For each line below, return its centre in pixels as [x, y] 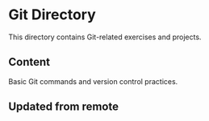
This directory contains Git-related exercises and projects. [105, 37]
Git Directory [52, 15]
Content [29, 62]
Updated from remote [64, 107]
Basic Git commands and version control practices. [93, 81]
